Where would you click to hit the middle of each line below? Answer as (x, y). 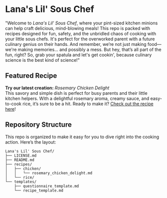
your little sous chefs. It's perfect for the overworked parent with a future (80, 39)
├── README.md (20, 160)
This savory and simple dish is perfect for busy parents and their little (77, 93)
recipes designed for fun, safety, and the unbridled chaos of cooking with (81, 33)
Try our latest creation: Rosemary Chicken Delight (57, 88)
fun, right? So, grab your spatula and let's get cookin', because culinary (79, 55)
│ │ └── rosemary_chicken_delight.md (49, 173)
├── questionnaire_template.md (47, 186)
